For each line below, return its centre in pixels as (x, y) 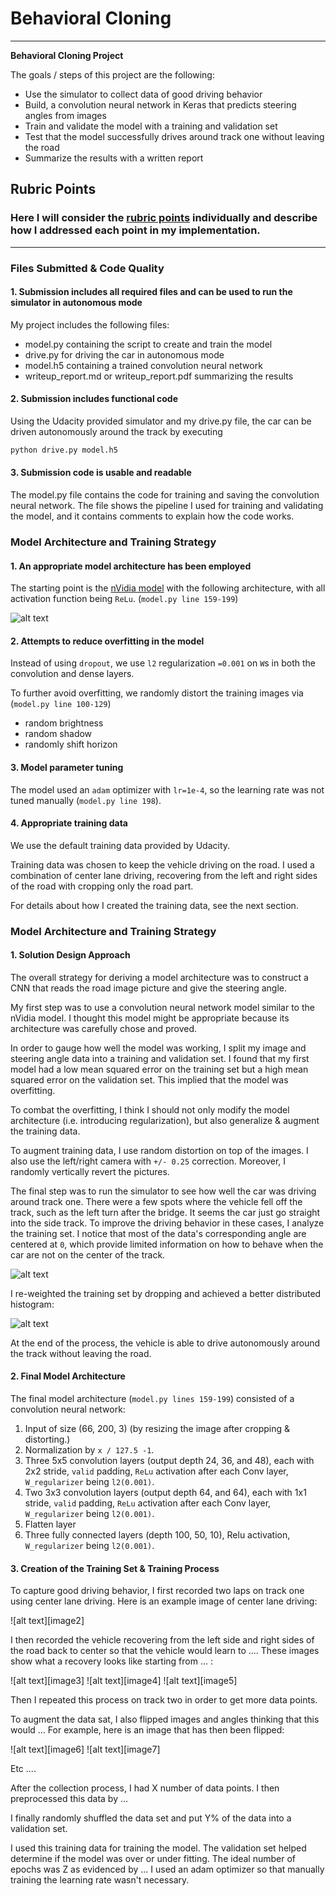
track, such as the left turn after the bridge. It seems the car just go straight (165, 1212)
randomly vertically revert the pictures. (90, 1171)
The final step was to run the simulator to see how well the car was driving (163, 1191)
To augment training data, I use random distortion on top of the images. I (159, 1150)
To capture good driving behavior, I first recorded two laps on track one (157, 1591)
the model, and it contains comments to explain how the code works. (152, 516)
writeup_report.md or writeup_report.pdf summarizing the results (159, 376)
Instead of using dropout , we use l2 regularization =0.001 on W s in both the (163, 663)
